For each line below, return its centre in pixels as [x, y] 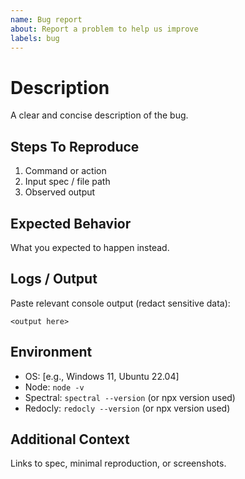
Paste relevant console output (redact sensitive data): [120, 303]
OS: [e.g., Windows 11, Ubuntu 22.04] [102, 376]
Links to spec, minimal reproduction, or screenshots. [118, 463]
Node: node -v [54, 387]
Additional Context [70, 439]
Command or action [65, 171]
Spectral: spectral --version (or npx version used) [130, 397]
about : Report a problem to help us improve [104, 29]
